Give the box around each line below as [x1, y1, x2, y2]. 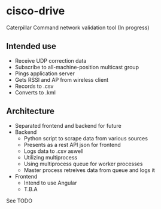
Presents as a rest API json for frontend [23, 141, 121, 148]
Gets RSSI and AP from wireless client [14, 76, 109, 83]
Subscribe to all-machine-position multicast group [14, 63, 139, 70]
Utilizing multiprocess [23, 153, 78, 161]
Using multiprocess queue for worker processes [23, 160, 143, 167]
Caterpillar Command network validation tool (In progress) [6, 24, 150, 31]
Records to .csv [14, 82, 54, 90]
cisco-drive [6, 4, 65, 18]
